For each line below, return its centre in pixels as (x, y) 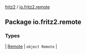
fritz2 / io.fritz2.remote (27, 7)
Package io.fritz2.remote (43, 22)
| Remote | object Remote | (31, 46)
